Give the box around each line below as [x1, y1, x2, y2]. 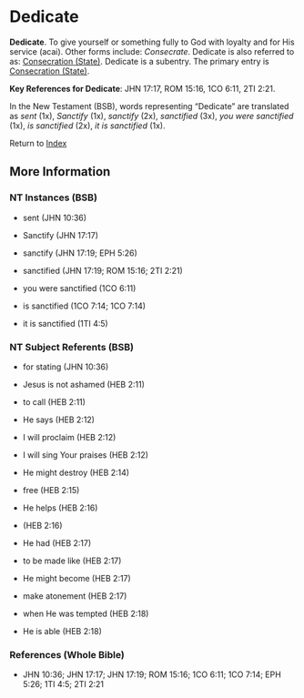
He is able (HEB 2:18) [22, 625, 102, 636]
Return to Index [9, 137, 67, 148]
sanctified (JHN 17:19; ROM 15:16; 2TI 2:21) [22, 265, 184, 276]
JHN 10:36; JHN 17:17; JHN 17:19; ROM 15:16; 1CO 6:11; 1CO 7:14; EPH [22, 669, 282, 680]
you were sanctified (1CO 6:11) [22, 282, 137, 293]
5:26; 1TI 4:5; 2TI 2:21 [22, 679, 105, 690]
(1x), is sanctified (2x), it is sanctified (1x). [9, 120, 166, 131]
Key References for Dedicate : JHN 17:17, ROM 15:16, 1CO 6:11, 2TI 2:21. [9, 83, 276, 94]
